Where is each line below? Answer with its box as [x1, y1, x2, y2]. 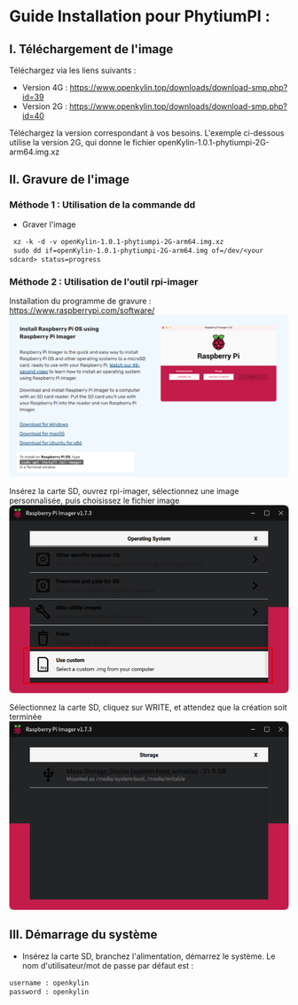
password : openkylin [9, 987, 90, 996]
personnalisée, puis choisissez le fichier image [9, 495, 180, 506]
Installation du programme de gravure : [9, 295, 152, 306]
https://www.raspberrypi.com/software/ [9, 304, 155, 316]
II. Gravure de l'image [9, 172, 130, 187]
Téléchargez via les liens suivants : [9, 65, 137, 75]
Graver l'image [21, 219, 76, 230]
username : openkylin [9, 978, 90, 987]
